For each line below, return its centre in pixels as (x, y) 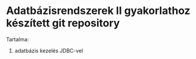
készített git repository (63, 23)
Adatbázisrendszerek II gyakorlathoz (98, 11)
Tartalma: (18, 39)
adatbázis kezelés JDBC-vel (49, 50)
